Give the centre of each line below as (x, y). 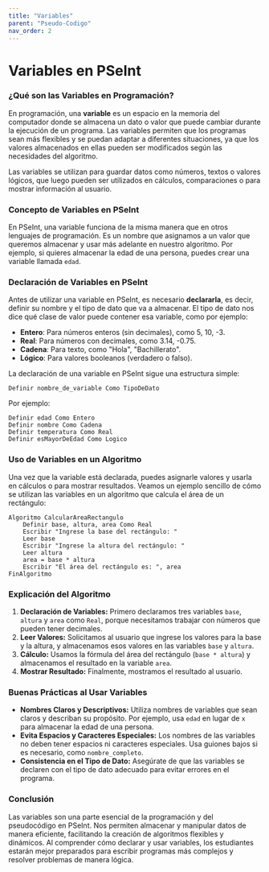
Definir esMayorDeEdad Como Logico (68, 440)
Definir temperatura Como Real (61, 432)
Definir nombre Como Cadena (55, 425)
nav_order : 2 (30, 31)
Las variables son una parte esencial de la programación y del (111, 816)
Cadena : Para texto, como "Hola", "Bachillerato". (100, 349)
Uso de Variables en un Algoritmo (75, 460)
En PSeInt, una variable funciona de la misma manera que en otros (118, 227)
